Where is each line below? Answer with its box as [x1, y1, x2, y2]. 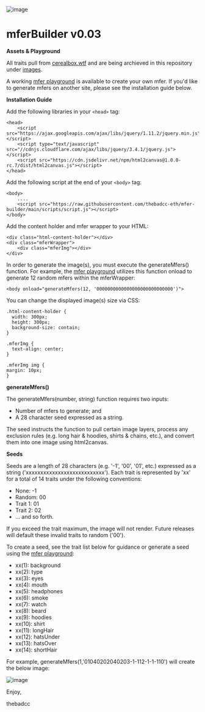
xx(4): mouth [15, 581, 48, 588]
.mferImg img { [6, 362, 45, 368]
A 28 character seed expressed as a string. [15, 413, 124, 421]
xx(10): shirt [15, 620, 45, 627]
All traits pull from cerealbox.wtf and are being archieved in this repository [6, 59, 193, 67]
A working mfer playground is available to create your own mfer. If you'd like [6, 77, 198, 85]
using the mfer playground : [6, 549, 74, 557]
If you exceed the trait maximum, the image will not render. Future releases [6, 525, 194, 532]
